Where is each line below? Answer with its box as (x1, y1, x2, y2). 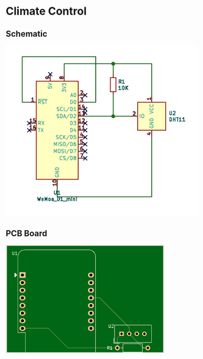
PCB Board (5, 228, 48, 239)
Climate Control (5, 4, 87, 18)
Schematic (5, 29, 48, 39)
